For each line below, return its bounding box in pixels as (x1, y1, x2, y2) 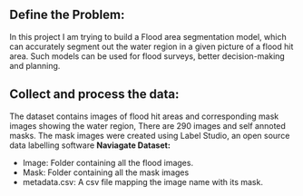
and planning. (9, 60, 61, 71)
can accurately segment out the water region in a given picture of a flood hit (9, 41, 294, 52)
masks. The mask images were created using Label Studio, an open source (9, 130, 290, 141)
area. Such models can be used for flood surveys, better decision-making (9, 50, 286, 62)
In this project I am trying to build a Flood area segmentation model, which (9, 31, 288, 42)
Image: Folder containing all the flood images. (22, 157, 193, 168)
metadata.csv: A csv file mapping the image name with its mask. (22, 176, 263, 187)
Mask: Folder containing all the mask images (22, 167, 190, 178)
